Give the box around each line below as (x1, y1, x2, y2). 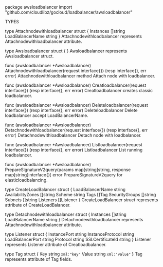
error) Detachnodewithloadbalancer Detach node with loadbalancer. (5, 133, 142, 138)
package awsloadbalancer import (5, 4, 72, 10)
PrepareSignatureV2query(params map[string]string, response (5, 167, 131, 172)
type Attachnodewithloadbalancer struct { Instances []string (5, 28, 126, 34)
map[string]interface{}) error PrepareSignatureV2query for (5, 172, 123, 177)
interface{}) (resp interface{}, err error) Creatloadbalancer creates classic (5, 88, 153, 93)
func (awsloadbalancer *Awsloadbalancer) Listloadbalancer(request (5, 142, 143, 148)
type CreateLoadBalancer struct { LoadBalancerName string (5, 187, 126, 192)
